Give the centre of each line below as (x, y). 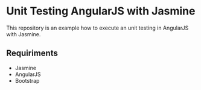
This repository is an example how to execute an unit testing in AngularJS (97, 28)
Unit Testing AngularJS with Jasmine (101, 11)
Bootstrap (27, 80)
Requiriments (32, 53)
